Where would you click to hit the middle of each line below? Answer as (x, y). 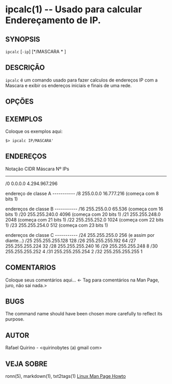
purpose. (15, 319)
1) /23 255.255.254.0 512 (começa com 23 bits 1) (57, 225)
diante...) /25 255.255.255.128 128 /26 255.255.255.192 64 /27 (71, 240)
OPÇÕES (20, 102)
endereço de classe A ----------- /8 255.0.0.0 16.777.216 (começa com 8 (82, 193)
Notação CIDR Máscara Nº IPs (37, 169)
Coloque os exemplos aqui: (34, 131)
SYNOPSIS (23, 39)
